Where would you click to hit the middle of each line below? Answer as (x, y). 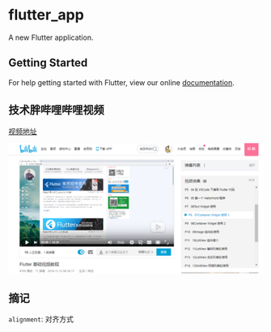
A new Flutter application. (51, 37)
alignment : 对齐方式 (41, 319)
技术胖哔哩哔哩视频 (56, 110)
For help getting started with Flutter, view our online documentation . (121, 82)
